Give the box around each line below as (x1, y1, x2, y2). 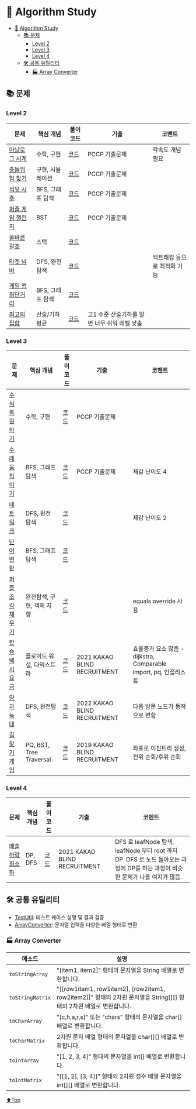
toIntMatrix (9, 1077, 43, 1084)
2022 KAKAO (76, 699, 114, 707)
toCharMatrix (9, 1038, 45, 1044)
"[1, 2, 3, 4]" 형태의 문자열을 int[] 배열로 (56, 1053, 163, 1061)
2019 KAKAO (76, 740, 114, 749)
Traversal (25, 755, 51, 763)
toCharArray (9, 1018, 43, 1025)
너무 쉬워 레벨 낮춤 (94, 319, 143, 327)
